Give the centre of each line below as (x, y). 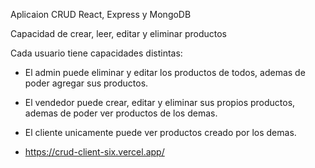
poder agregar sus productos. (86, 83)
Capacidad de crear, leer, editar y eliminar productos (118, 33)
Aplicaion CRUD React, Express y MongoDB (101, 14)
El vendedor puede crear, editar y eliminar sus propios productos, (160, 102)
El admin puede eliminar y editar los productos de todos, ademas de (165, 72)
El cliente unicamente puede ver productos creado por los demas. (160, 132)
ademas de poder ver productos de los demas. (121, 113)
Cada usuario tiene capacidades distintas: (96, 53)
